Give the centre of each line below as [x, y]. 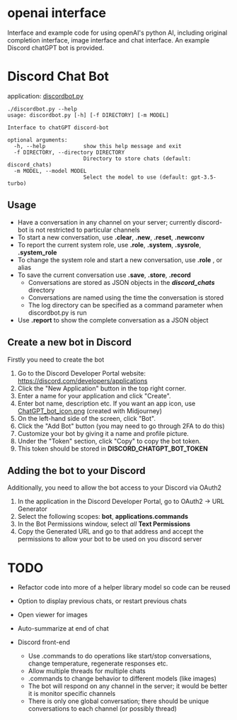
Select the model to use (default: [136, 177]
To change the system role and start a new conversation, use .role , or [120, 259]
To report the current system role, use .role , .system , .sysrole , [109, 244]
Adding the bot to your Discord [76, 470]
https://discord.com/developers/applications [82, 381]
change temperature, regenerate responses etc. [98, 663]
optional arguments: [38, 140]
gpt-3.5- [204, 177]
